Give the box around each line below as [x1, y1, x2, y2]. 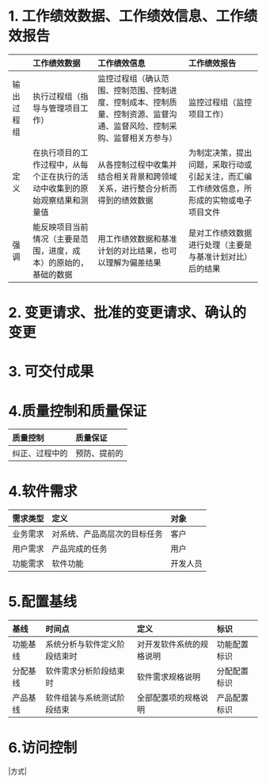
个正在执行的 [32, 171, 81, 182]
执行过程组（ [32, 90, 81, 101]
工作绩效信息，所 [188, 183, 253, 194]
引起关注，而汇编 [188, 171, 253, 182]
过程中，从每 [40, 159, 89, 170]
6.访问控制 [8, 739, 78, 757]
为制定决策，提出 [188, 147, 253, 158]
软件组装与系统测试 [45, 692, 117, 703]
